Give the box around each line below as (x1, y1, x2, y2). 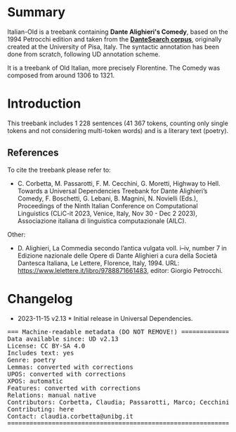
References (7, 147, 59, 159)
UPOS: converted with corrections (7, 370, 126, 378)
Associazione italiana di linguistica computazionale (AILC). (17, 216, 187, 225)
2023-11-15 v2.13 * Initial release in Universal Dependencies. (17, 314, 193, 322)
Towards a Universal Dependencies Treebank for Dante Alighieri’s (17, 186, 208, 195)
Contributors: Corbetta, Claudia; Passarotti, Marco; (7, 398, 197, 406)
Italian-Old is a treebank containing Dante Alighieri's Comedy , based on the (7, 27, 228, 36)
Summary (7, 4, 65, 20)
